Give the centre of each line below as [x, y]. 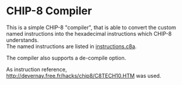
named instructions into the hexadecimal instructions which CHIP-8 [89, 33]
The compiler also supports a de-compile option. [66, 58]
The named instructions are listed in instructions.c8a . [72, 46]
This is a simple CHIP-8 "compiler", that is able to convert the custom [91, 27]
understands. [22, 40]
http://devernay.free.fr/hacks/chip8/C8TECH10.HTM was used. [84, 75]
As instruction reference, [37, 69]
